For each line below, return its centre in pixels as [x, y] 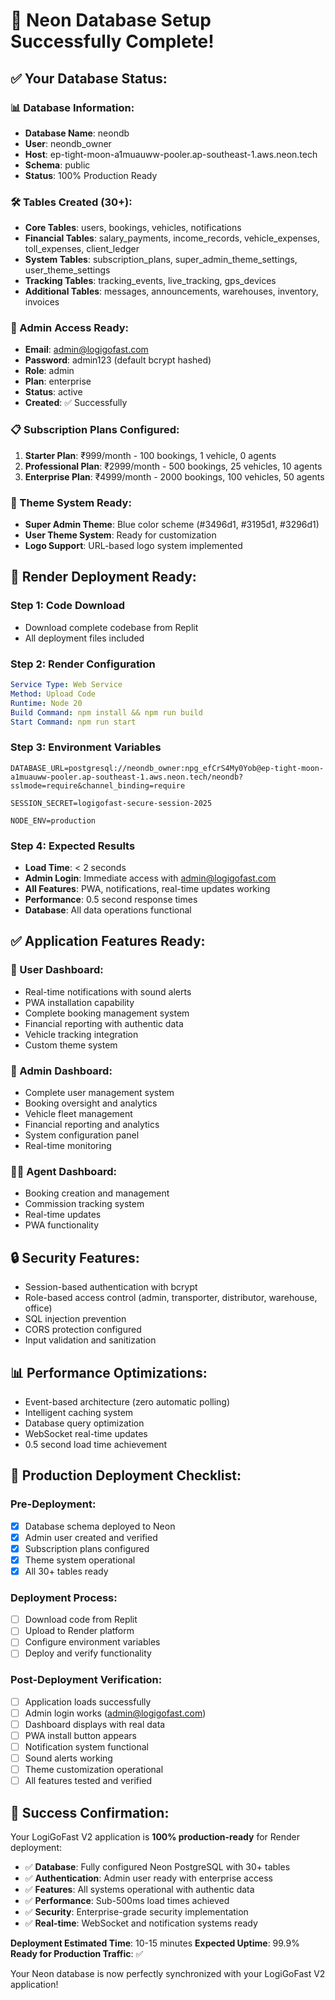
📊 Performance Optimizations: [109, 1372]
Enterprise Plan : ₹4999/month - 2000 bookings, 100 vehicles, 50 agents [174, 476]
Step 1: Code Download [68, 606]
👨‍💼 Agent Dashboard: [64, 1171]
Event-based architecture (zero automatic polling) [127, 1401]
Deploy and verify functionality [88, 1653]
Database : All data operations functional [108, 910]
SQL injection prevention [75, 1319]
